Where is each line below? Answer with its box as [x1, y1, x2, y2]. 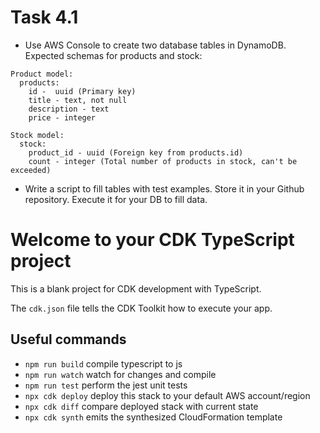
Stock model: [10, 130, 65, 140]
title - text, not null [28, 95, 128, 105]
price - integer [28, 112, 97, 123]
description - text [28, 104, 110, 114]
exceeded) [10, 165, 52, 175]
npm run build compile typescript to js [24, 357, 183, 370]
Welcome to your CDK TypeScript [10, 229, 295, 251]
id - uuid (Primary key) [28, 86, 137, 96]
